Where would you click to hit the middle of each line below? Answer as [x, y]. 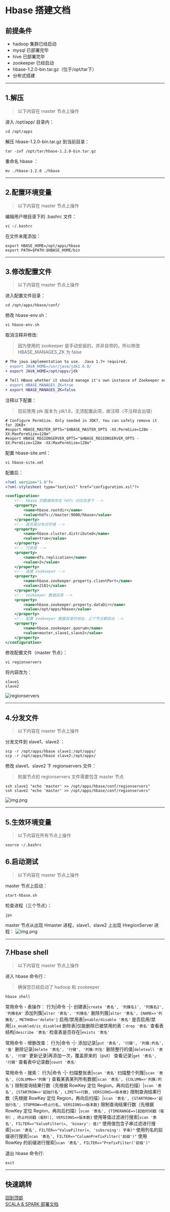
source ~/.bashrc [24, 845]
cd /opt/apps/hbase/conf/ [32, 305]
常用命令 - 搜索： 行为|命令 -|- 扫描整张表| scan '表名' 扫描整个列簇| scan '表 [84, 1072]
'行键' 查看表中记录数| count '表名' [41, 1062]
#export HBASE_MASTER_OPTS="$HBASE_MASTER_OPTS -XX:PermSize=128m [77, 430]
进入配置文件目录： [25, 296]
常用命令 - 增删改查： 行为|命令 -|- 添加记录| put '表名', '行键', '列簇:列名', [84, 1043]
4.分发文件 [22, 718]
